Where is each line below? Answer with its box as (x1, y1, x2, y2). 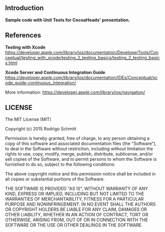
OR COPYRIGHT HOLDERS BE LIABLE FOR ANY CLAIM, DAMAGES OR (5, 206, 147, 212)
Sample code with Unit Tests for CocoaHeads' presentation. (5, 17, 130, 23)
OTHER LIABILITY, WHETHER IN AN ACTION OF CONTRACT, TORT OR (5, 212, 148, 218)
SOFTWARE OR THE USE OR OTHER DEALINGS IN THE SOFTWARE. (5, 222, 143, 228)
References (5, 31, 41, 40)
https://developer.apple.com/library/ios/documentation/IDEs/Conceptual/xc (5, 75, 158, 80)
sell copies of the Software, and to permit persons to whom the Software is (5, 156, 157, 162)
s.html (5, 60, 18, 66)
